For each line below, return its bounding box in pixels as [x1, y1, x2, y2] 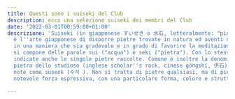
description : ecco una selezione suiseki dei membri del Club [7, 17, 192, 24]
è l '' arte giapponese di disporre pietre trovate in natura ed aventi [13, 36, 224, 43]
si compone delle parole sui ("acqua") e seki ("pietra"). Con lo [13, 49, 211, 56]
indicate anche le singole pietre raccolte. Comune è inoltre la [13, 56, 208, 63]
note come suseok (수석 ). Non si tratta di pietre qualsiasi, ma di [13, 68, 218, 75]
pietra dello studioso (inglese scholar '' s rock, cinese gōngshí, [13, 62, 211, 69]
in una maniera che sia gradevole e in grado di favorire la [13, 43, 196, 49]
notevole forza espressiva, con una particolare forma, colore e [13, 75, 208, 82]
